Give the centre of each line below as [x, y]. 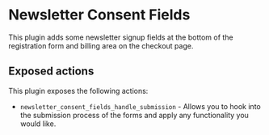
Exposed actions [51, 72]
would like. [38, 124]
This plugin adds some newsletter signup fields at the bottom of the [121, 37]
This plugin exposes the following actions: [78, 91]
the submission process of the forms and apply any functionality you [134, 115]
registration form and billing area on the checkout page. [101, 45]
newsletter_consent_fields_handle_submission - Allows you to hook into [140, 106]
